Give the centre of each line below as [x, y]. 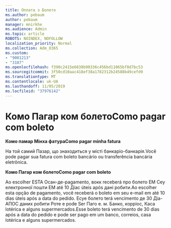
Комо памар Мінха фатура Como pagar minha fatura [63, 141]
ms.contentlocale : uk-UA [32, 81]
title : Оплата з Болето [31, 10]
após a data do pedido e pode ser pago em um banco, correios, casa [78, 215]
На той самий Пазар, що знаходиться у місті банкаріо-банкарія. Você [81, 151]
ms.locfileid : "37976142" [33, 91]
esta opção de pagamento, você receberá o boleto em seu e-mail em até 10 [85, 193]
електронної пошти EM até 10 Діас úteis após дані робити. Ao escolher [81, 188]
